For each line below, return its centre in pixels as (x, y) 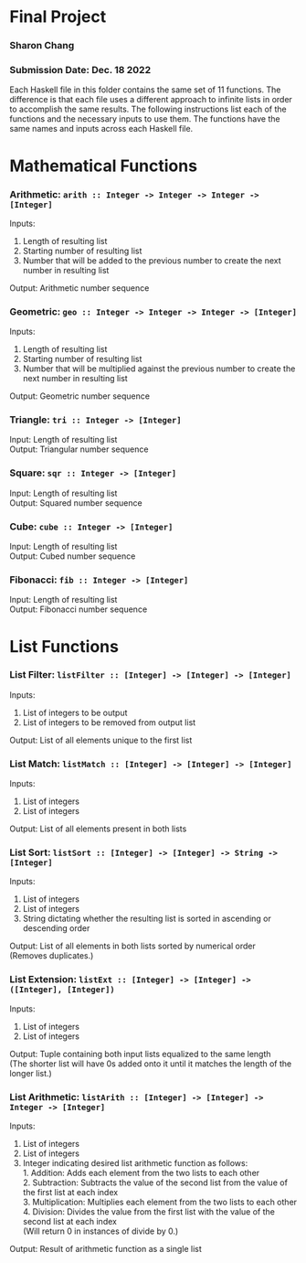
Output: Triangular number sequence (79, 449)
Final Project (58, 17)
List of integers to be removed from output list (109, 722)
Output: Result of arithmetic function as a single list (106, 1249)
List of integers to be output (75, 712)
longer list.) (31, 1073)
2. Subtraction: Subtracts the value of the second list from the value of (155, 1183)
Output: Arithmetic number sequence (79, 288)
